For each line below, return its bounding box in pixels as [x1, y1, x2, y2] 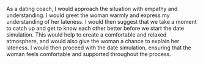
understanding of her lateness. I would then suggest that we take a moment [6, 18, 197, 25]
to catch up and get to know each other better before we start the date [6, 24, 185, 32]
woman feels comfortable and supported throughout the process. [6, 51, 171, 57]
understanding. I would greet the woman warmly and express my [6, 12, 170, 19]
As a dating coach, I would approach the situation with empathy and [6, 5, 178, 12]
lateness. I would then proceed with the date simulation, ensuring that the [6, 44, 191, 51]
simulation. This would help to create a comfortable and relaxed [6, 31, 167, 38]
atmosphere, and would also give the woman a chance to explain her [6, 38, 180, 44]
